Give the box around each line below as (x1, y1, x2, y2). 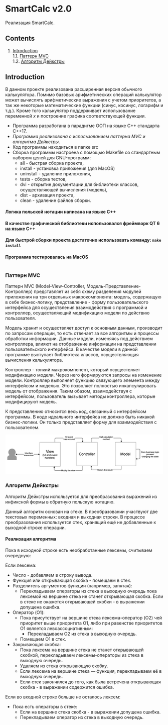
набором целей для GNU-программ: (12, 154, 91, 161)
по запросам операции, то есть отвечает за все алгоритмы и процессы (5, 330, 159, 337)
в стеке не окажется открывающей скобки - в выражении (20, 598, 145, 604)
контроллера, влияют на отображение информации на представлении (5, 341, 156, 347)
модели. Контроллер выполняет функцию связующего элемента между (5, 377, 160, 383)
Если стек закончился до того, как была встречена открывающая (20, 679, 161, 685)
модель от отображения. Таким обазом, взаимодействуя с (5, 388, 132, 394)
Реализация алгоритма (5, 536, 57, 542)
